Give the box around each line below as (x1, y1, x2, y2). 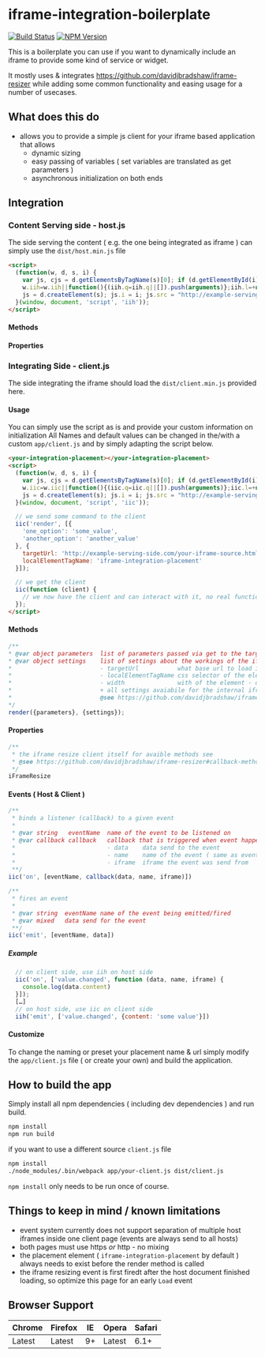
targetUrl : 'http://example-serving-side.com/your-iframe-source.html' (22, 549, 263, 558)
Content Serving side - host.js (8, 220, 126, 231)
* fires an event (11, 895, 69, 903)
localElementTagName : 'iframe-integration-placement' (22, 557, 203, 565)
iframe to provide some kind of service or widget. (8, 55, 169, 65)
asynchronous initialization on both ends (31, 173, 163, 182)
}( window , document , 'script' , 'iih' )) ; (15, 298, 150, 306)
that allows (19, 140, 55, 149)
